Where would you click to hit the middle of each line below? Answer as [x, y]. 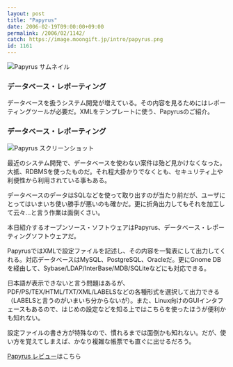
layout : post [26, 14]
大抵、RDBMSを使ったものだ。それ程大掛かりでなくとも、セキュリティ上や [115, 171]
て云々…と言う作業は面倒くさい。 [56, 212]
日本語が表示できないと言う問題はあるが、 [68, 283]
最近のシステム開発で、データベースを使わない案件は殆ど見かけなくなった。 [116, 163]
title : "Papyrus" [32, 20]
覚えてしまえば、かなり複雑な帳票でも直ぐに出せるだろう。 [110, 341]
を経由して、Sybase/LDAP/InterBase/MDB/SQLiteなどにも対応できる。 [109, 268]
